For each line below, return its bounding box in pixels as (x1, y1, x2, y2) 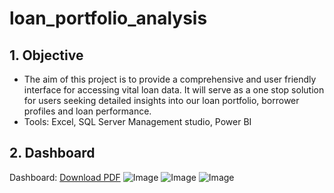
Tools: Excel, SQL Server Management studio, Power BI (23, 116, 252, 127)
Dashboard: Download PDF (9, 171, 121, 183)
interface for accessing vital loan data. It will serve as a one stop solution (23, 84, 325, 96)
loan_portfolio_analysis (9, 7, 208, 30)
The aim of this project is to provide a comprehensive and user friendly (23, 73, 317, 85)
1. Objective (9, 47, 84, 64)
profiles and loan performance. (23, 105, 152, 117)
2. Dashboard (9, 145, 96, 162)
